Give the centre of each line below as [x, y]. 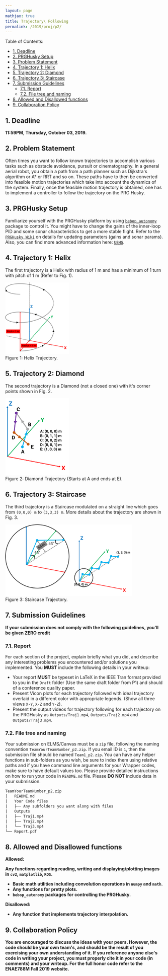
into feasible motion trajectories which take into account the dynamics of [81, 182]
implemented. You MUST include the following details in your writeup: [77, 667]
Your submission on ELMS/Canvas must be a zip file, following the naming [82, 744]
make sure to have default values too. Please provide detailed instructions [82, 771]
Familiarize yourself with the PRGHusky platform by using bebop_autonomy [81, 220]
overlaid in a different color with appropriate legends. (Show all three [83, 699]
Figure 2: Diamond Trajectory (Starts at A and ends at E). [64, 479]
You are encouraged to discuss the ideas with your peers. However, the [81, 942]
